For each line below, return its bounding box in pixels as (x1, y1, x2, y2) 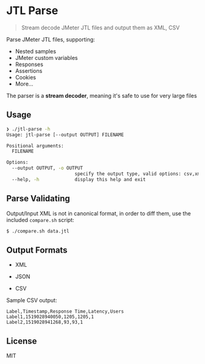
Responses (15, 61, 44, 68)
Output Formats (6, 245, 68, 255)
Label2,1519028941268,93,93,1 (6, 319, 84, 325)
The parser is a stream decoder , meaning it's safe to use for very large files (6, 92, 197, 99)
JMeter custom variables (15, 54, 78, 61)
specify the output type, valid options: (74, 171, 182, 177)
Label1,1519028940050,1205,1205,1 (6, 314, 95, 320)
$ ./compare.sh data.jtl (6, 228, 70, 234)
